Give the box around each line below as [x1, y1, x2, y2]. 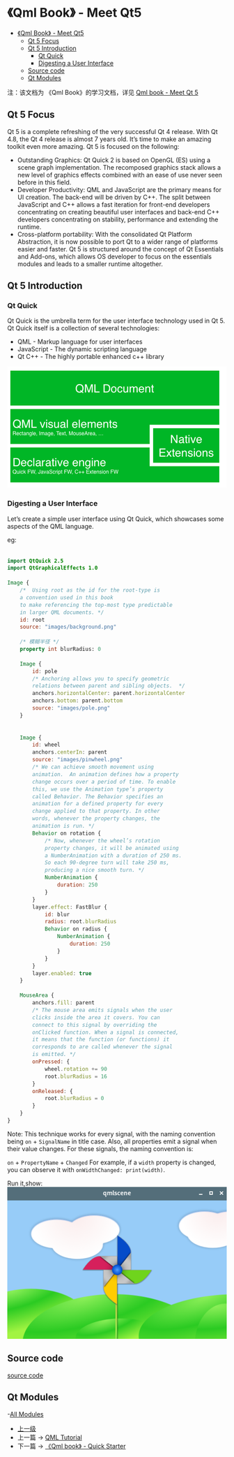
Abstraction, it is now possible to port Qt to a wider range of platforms [17, 237, 218, 246]
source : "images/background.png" [19, 624, 117, 631]
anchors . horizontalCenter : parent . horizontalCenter [32, 690, 186, 697]
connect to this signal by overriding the [32, 1021, 157, 1028]
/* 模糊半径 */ [19, 638, 60, 645]
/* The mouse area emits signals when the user [32, 1006, 173, 1013]
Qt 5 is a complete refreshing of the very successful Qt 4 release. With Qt [7, 127, 218, 136]
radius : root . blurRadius [44, 918, 117, 925]
